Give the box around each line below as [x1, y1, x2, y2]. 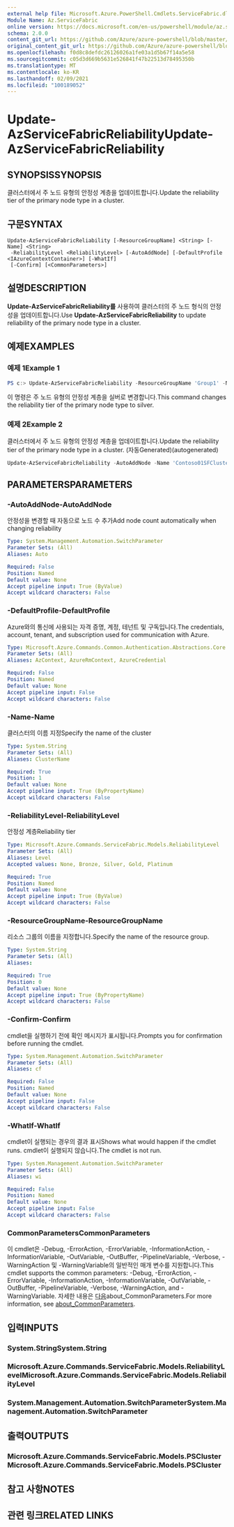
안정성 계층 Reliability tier [7, 828, 76, 836]
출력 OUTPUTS [7, 1430, 69, 1442]
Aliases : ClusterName [7, 755, 70, 763]
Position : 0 [7, 978, 42, 985]
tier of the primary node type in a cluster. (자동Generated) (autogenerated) [7, 445, 219, 454]
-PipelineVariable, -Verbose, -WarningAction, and [38, 1283, 180, 1292]
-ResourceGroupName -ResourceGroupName [7, 916, 164, 925]
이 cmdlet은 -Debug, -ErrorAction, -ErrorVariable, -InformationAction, [7, 1245, 205, 1253]
